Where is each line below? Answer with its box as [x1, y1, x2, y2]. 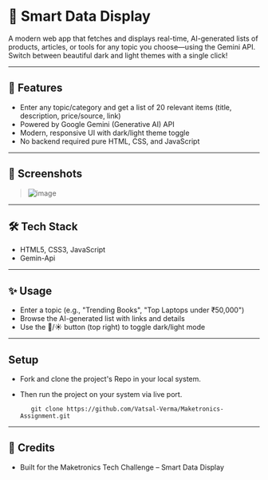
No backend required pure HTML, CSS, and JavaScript [19, 136, 200, 146]
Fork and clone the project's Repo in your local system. [19, 375, 202, 383]
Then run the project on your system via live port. [19, 390, 183, 399]
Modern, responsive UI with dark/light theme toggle [19, 128, 190, 137]
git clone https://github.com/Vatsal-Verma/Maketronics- [30, 405, 224, 413]
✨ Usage [8, 284, 53, 298]
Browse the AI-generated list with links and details [19, 314, 185, 323]
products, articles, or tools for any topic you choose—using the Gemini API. [8, 42, 256, 51]
